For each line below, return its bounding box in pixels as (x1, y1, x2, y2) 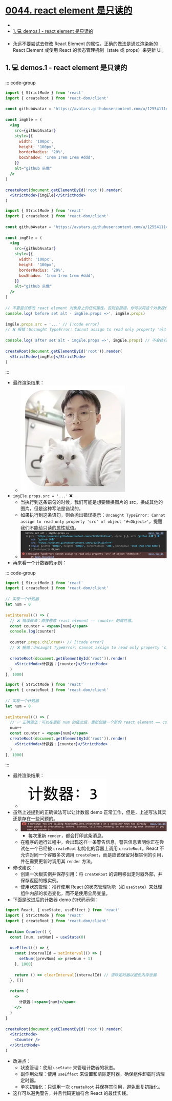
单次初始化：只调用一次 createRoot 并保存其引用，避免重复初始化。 (20, 1084, 163, 1090)
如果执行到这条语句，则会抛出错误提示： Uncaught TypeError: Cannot (20, 512, 165, 518)
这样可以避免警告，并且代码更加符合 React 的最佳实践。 (12, 1090, 131, 1096)
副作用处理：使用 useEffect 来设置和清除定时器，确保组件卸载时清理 (20, 1071, 165, 1077)
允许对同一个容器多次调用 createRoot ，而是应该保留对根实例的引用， (20, 852, 166, 858)
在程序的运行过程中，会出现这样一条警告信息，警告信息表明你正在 (20, 839, 160, 845)
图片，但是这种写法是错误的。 (20, 505, 83, 512)
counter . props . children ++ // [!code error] (10, 640, 104, 645)
